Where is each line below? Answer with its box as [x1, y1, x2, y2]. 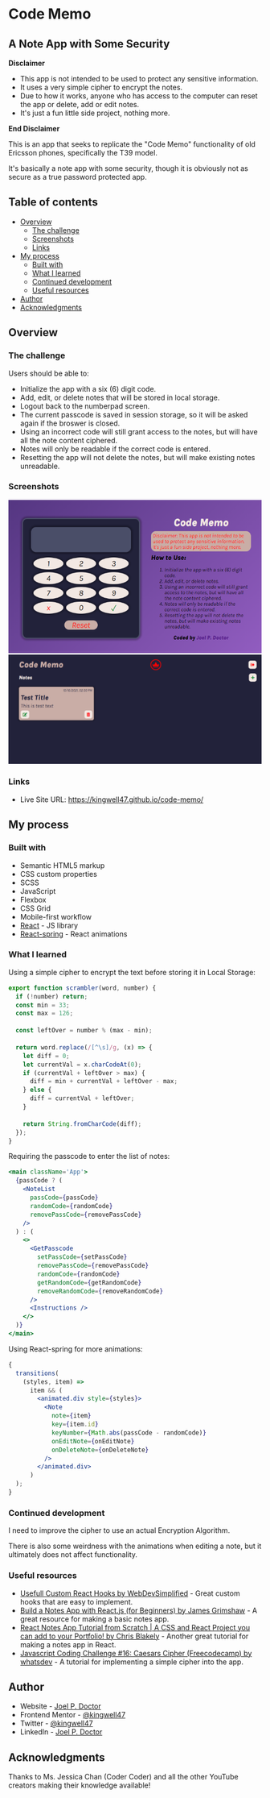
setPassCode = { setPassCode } [37, 1253, 128, 1261]
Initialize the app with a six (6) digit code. [19, 384, 157, 393]
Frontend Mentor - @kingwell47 [19, 1710, 126, 1720]
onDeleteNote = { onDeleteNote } [51, 1446, 149, 1454]
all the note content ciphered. [19, 435, 118, 445]
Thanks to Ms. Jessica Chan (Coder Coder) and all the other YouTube [8, 1772, 239, 1782]
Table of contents [8, 195, 98, 210]
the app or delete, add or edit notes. [19, 100, 140, 109]
